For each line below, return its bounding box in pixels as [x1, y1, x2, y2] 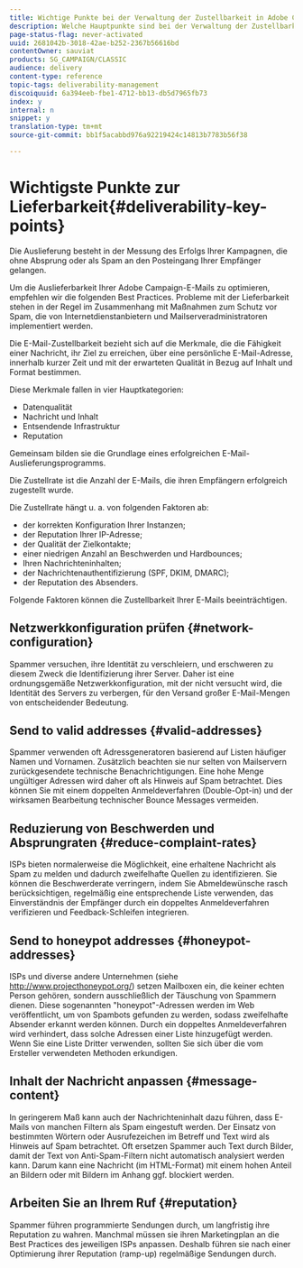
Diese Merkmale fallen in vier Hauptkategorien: [9, 384, 185, 395]
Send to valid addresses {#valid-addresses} [9, 723, 263, 739]
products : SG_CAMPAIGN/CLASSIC [9, 55, 127, 64]
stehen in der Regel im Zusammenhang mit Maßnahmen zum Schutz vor [9, 301, 278, 312]
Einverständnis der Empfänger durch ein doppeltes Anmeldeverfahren [9, 897, 270, 908]
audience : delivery [9, 64, 83, 73]
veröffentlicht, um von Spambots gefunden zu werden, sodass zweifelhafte [9, 1009, 289, 1020]
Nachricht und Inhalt [22, 411, 99, 422]
